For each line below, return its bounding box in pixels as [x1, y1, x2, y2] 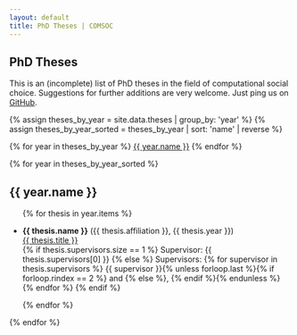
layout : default [9, 13, 70, 22]
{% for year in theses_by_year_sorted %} [9, 158, 159, 170]
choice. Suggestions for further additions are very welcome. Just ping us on [9, 88, 289, 98]
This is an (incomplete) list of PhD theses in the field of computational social [9, 78, 289, 89]
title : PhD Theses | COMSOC [9, 21, 114, 30]
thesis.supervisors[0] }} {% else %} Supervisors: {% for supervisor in [21, 254, 278, 264]
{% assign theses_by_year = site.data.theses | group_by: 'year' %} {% [9, 114, 266, 125]
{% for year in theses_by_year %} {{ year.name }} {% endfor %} [9, 141, 243, 152]
